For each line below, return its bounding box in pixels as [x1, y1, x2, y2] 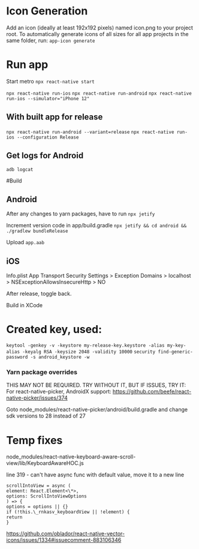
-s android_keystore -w [30, 354, 90, 361]
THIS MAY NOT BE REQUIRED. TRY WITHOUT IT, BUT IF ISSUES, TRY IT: [6, 382, 186, 389]
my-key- [167, 343, 186, 349]
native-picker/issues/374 [6, 394, 68, 401]
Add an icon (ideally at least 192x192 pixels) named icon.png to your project [6, 24, 194, 31]
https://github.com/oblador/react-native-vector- [6, 530, 125, 538]
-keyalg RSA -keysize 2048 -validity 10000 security [22, 349, 156, 355]
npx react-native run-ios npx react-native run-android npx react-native [6, 90, 192, 97]
